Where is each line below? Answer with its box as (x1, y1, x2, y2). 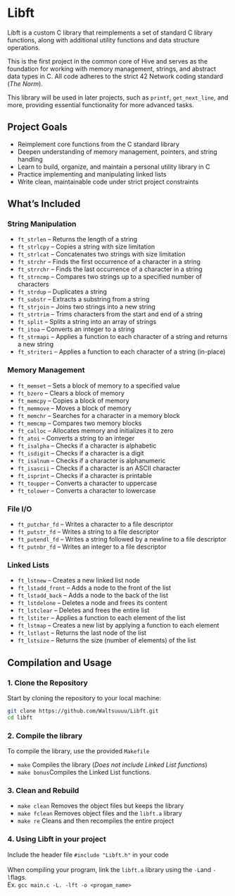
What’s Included (7, 198, 81, 210)
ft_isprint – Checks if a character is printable (17, 471, 153, 479)
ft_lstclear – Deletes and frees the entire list (17, 606, 150, 615)
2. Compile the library (7, 731, 83, 741)
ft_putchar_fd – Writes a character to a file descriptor (17, 520, 174, 529)
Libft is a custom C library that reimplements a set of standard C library (7, 28, 213, 37)
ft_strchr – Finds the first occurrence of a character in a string (17, 258, 201, 266)
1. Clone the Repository (7, 678, 88, 688)
